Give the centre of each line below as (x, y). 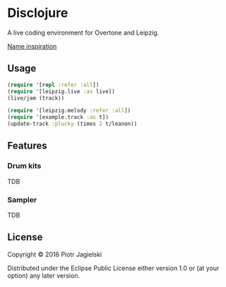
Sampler (22, 199)
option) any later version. (43, 275)
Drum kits (24, 166)
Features (27, 146)
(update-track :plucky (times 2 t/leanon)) (72, 124)
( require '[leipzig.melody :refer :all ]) (69, 111)
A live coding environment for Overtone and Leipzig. (83, 33)
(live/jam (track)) (36, 98)
